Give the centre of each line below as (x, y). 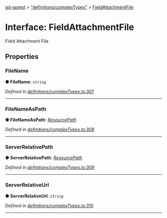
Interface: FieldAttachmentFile (70, 27)
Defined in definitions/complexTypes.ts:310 (49, 206)
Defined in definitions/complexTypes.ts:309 (50, 167)
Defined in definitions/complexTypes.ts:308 (50, 129)
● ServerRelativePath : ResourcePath (44, 158)
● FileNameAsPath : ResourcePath (41, 119)
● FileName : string (26, 82)
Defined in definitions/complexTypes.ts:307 (50, 91)
